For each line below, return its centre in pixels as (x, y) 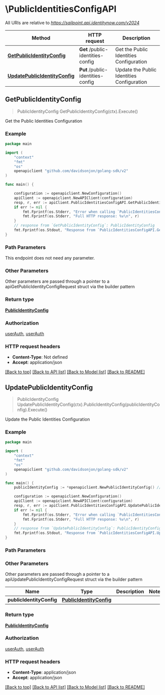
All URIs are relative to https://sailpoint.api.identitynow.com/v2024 (72, 23)
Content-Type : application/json (44, 672)
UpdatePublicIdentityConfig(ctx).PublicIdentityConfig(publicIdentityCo (88, 404)
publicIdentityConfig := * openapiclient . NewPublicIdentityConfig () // (88, 488)
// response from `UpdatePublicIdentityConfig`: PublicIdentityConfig (88, 529)
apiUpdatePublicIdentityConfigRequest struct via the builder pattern (74, 579)
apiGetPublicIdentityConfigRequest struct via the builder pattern (70, 287)
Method (41, 38)
